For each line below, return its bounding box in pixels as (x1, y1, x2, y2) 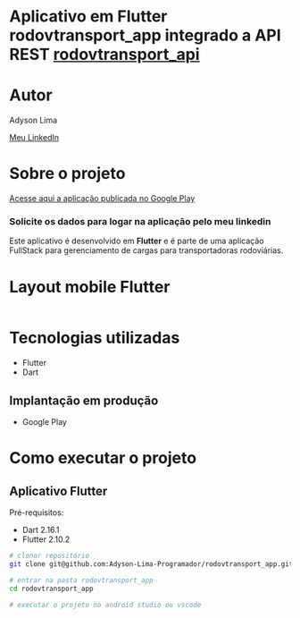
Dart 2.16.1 (21, 525, 60, 536)
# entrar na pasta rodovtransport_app (9, 575, 154, 585)
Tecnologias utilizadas (9, 328, 180, 348)
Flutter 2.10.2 (21, 534, 71, 545)
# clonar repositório (9, 552, 90, 561)
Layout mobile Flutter (9, 276, 171, 297)
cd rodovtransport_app (9, 584, 94, 593)
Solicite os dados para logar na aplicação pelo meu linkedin (9, 215, 271, 227)
